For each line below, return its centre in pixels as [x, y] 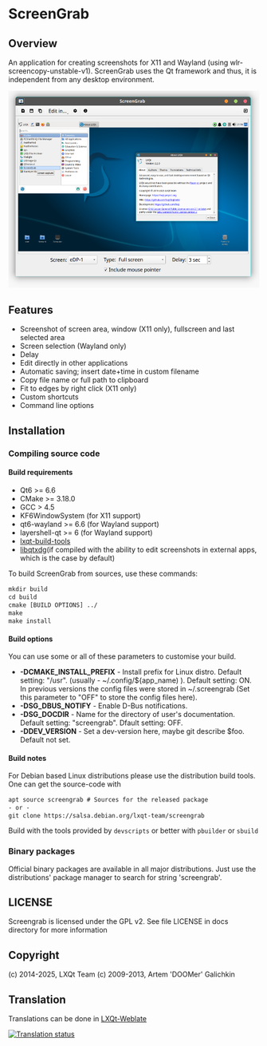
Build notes [27, 758]
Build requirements [41, 473]
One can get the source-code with [65, 784]
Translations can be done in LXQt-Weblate [78, 1019]
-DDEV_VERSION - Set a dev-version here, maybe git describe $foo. [132, 731]
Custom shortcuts [49, 397]
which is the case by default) [67, 558]
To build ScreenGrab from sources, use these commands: [103, 573]
